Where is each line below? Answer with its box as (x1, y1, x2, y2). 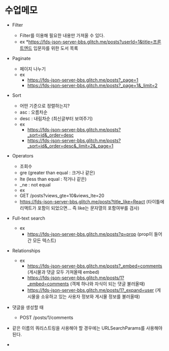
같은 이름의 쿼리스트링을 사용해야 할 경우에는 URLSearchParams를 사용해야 (12, 325, 163, 331)
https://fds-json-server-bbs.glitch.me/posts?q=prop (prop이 (27, 231, 153, 237)
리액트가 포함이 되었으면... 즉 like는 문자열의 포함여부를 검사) (19, 205, 140, 211)
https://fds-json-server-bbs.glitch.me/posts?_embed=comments (27, 263, 162, 269)
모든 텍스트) (32, 237, 56, 244)
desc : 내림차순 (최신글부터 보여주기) (19, 115, 93, 121)
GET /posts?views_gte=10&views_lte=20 (19, 192, 105, 199)
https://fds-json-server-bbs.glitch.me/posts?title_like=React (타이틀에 (19, 198, 164, 204)
